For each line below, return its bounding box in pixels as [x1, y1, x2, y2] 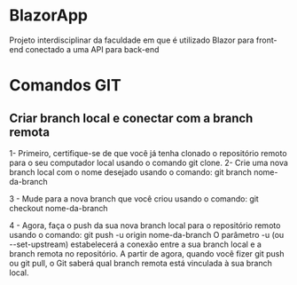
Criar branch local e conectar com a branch [9, 110, 254, 125]
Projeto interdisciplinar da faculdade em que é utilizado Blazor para [9, 35, 254, 45]
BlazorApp [9, 5, 89, 26]
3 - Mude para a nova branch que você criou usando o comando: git [9, 193, 259, 204]
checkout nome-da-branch [9, 202, 108, 213]
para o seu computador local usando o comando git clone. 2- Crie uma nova [9, 157, 288, 168]
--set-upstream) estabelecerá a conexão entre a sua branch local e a [9, 239, 262, 249]
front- [255, 35, 277, 45]
